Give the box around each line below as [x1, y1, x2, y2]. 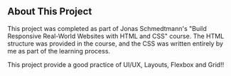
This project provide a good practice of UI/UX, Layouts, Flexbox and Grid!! [7, 60, 225, 69]
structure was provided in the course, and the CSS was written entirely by [7, 39, 224, 48]
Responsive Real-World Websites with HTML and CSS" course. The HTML [7, 32, 225, 40]
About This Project [7, 6, 92, 18]
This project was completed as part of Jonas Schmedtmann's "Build [7, 24, 208, 32]
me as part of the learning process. [7, 46, 111, 55]
